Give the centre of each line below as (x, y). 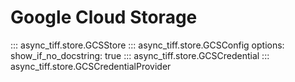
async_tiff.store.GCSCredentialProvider (91, 66)
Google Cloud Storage (104, 17)
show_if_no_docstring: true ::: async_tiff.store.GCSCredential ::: (140, 55)
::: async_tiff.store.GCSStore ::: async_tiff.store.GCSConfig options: (147, 45)
